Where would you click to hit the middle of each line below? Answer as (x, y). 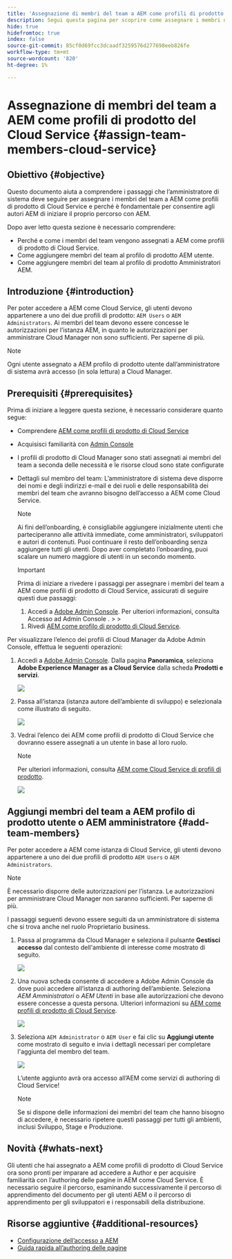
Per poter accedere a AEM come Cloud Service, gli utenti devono (100, 308)
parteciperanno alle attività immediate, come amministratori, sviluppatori (120, 535)
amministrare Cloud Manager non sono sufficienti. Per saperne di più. (106, 338)
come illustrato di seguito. (54, 709)
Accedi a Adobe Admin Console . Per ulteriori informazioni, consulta (123, 612)
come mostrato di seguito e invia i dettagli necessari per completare (114, 1045)
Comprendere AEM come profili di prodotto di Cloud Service (103, 431)
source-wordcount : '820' (43, 59)
